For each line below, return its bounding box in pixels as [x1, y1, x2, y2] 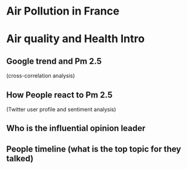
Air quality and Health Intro [6, 32, 145, 46]
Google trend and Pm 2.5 [6, 56, 102, 66]
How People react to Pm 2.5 [6, 90, 113, 100]
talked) [6, 153, 34, 164]
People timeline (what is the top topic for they [6, 144, 182, 154]
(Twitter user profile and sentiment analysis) [6, 106, 116, 113]
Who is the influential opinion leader [6, 123, 146, 134]
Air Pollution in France [6, 4, 120, 18]
